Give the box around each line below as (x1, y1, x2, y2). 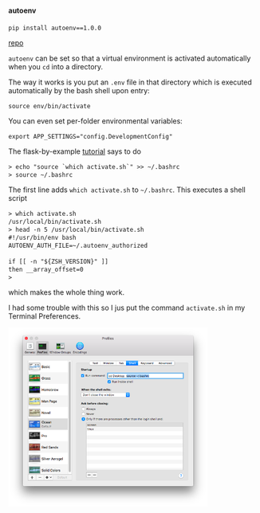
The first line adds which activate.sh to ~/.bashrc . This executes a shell (8, 185, 246, 194)
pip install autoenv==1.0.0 (8, 24, 102, 33)
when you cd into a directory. (8, 62, 104, 72)
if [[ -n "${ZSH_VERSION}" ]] (8, 258, 109, 266)
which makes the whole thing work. (8, 288, 125, 297)
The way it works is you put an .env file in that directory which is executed (8, 77, 253, 87)
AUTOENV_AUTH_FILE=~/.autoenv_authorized (8, 242, 148, 250)
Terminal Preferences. (8, 311, 81, 321)
